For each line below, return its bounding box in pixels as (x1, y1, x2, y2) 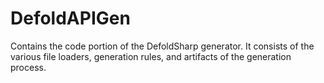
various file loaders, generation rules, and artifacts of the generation (10, 50, 292, 62)
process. (10, 61, 47, 73)
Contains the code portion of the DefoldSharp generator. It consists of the (10, 40, 315, 52)
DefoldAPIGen (10, 7, 131, 30)
